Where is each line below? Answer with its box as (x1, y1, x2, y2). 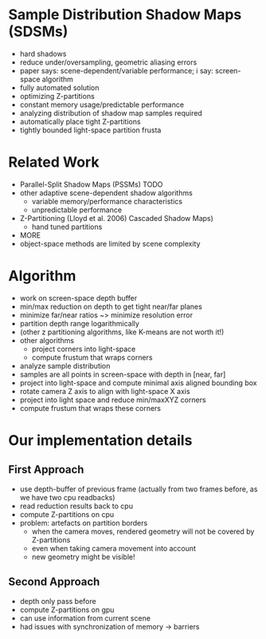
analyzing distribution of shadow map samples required (19, 108, 203, 117)
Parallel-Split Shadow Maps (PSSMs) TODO (19, 179, 163, 189)
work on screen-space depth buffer (19, 293, 138, 302)
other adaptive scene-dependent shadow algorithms (19, 187, 193, 197)
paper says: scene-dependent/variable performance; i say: (19, 65, 213, 75)
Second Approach (8, 575, 100, 589)
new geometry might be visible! (31, 552, 135, 562)
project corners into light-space (31, 344, 136, 353)
